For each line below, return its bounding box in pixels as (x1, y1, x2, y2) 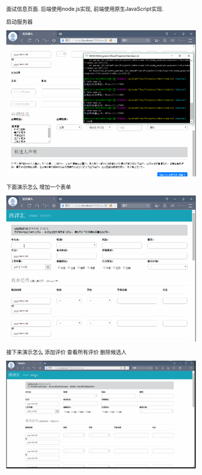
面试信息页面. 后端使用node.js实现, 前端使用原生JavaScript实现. (6, 5, 164, 12)
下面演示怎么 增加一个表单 (6, 183, 71, 191)
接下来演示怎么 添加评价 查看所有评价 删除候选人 (6, 349, 127, 356)
